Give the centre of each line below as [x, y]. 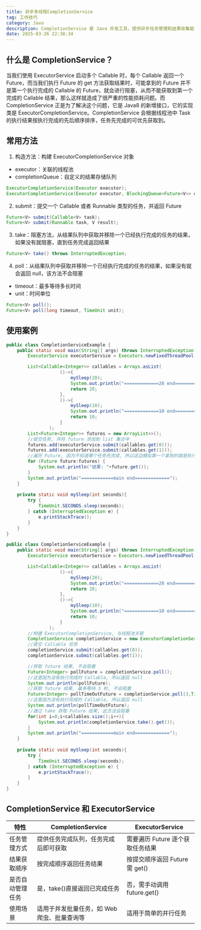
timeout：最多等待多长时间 [48, 286]
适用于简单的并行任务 [156, 913]
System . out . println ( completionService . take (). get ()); [106, 722]
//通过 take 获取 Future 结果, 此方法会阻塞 [79, 711]
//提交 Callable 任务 [53, 644]
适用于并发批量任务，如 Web [77, 908]
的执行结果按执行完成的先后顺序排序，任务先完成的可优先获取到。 [87, 120]
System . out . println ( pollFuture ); [69, 683]
